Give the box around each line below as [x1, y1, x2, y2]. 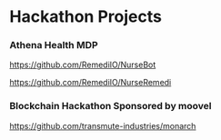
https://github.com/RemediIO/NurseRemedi [9, 77, 172, 88]
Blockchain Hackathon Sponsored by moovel [9, 100, 212, 113]
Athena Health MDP [9, 39, 98, 52]
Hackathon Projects [9, 6, 162, 27]
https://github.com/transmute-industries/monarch [9, 120, 196, 131]
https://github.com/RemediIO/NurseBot [9, 59, 156, 70]
